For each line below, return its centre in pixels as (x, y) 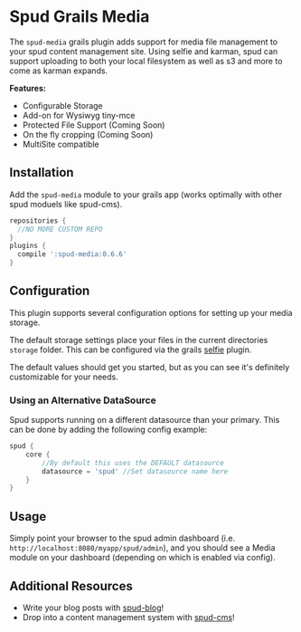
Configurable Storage (63, 105)
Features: (28, 88)
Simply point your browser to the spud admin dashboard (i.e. (122, 538)
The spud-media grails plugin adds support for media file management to (144, 42)
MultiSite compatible (61, 144)
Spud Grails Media (80, 17)
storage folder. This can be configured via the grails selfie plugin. (131, 350)
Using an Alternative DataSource (83, 400)
